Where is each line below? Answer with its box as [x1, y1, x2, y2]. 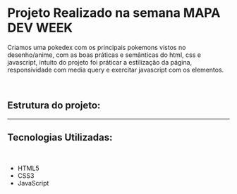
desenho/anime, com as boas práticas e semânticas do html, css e [7, 51, 201, 59]
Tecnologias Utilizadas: [7, 131, 113, 143]
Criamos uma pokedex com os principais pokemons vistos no [7, 43, 186, 51]
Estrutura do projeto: [7, 100, 101, 112]
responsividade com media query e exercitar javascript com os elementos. [7, 65, 224, 74]
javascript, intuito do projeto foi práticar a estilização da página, [7, 58, 193, 66]
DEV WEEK [7, 20, 73, 36]
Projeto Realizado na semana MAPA [7, 5, 221, 21]
